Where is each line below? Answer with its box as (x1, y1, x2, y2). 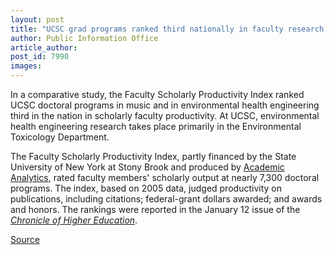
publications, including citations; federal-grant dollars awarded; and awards (10, 193, 323, 205)
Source (10, 234, 40, 245)
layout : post (10, 14, 65, 25)
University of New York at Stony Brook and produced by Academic (10, 161, 285, 173)
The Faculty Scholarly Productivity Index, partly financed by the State (10, 151, 297, 162)
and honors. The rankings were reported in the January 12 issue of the (10, 204, 301, 215)
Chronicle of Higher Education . (10, 214, 138, 226)
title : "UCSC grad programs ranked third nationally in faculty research (10, 24, 325, 34)
